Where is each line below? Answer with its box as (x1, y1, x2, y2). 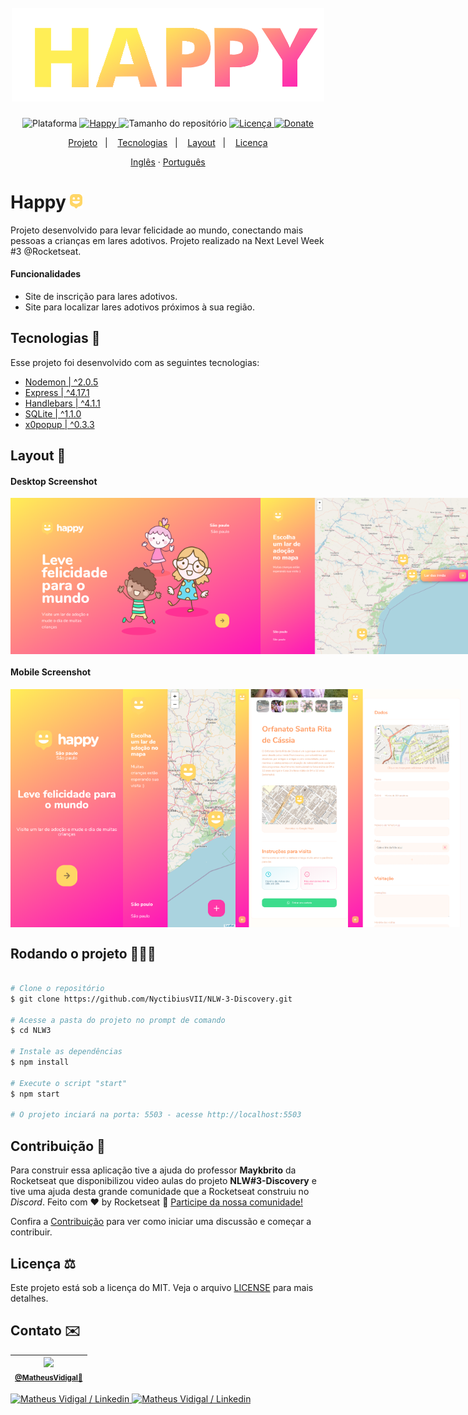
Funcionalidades (10, 268, 82, 280)
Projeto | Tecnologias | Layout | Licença (68, 136, 268, 148)
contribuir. (10, 1226, 53, 1238)
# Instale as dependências (10, 1047, 123, 1057)
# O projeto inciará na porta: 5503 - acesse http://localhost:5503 (10, 1110, 302, 1120)
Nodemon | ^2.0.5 (24, 376, 99, 388)
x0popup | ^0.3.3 (24, 418, 95, 430)
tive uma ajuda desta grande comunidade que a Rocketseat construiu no (10, 1186, 310, 1198)
